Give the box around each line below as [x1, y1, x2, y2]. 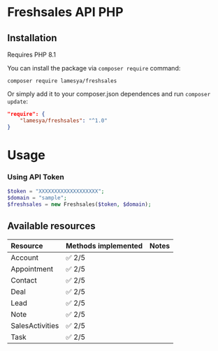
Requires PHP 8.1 [7, 50, 56, 59]
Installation [7, 32, 57, 44]
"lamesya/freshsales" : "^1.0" [20, 117, 108, 124]
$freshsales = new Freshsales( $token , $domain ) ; [7, 200, 152, 208]
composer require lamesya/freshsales [7, 77, 117, 84]
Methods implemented [65, 241, 143, 251]
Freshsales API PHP [7, 4, 124, 20]
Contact [10, 275, 37, 285]
